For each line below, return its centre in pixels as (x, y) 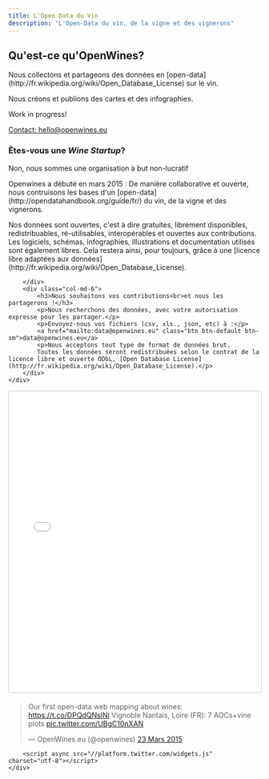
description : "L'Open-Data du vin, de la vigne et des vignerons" (121, 23)
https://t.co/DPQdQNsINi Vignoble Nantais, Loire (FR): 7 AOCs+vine (139, 715)
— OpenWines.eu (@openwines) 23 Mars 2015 (105, 739)
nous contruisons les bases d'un (62, 192)
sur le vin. (202, 83)
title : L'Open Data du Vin (53, 16)
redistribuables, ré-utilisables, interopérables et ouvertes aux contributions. (132, 233)
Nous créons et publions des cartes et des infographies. (101, 99)
